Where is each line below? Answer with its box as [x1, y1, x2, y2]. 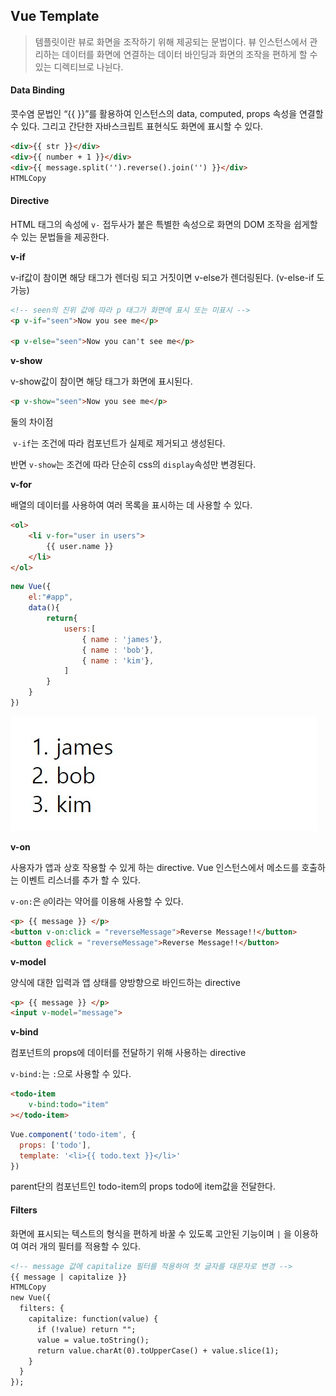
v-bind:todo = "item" [28, 1100, 110, 1110]
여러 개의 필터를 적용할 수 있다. [20, 1240, 141, 1252]
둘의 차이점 [10, 416, 54, 428]
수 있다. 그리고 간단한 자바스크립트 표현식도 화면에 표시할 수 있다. [10, 120, 264, 133]
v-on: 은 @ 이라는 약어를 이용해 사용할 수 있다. [10, 895, 184, 907]
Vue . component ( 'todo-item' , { [10, 1129, 137, 1139]
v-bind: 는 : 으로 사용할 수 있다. [10, 1068, 132, 1080]
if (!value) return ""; [36, 1324, 137, 1334]
